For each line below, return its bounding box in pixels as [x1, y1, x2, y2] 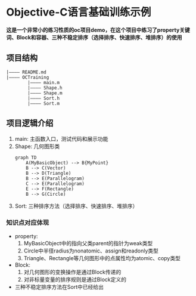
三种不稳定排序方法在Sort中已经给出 [14, 283, 104, 290]
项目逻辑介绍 [6, 118, 54, 128]
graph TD [14, 155, 37, 161]
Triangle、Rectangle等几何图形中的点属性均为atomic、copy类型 [23, 254, 181, 261]
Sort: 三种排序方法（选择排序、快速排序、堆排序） [14, 202, 138, 209]
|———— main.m [27, 79, 60, 85]
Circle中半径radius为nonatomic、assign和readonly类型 [23, 247, 159, 254]
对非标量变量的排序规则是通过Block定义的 [23, 276, 127, 283]
